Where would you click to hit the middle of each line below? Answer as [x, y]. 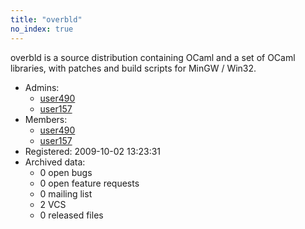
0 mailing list [66, 193]
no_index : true [42, 29]
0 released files [71, 215]
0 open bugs [66, 172]
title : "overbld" [46, 19]
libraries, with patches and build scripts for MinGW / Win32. [133, 68]
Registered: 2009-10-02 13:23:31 [93, 151]
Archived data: [55, 162]
